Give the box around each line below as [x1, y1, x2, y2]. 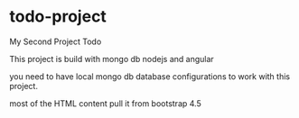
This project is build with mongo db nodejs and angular [9, 53, 214, 64]
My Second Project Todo [9, 36, 102, 47]
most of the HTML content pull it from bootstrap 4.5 [9, 97, 201, 109]
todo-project [9, 6, 107, 27]
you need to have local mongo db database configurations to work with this [9, 70, 291, 82]
